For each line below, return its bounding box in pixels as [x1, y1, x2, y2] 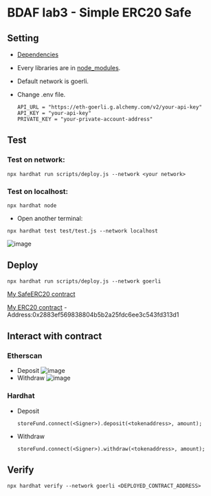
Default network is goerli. [16, 77, 89, 85]
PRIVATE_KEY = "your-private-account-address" [16, 116, 153, 122]
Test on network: [7, 155, 65, 164]
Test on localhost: [7, 186, 69, 196]
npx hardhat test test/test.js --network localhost [7, 227, 158, 235]
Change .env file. [16, 91, 66, 98]
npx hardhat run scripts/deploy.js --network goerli [7, 277, 162, 285]
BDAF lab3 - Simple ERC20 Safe [7, 5, 192, 21]
